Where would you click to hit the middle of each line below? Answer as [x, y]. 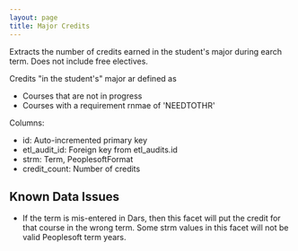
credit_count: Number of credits [81, 169]
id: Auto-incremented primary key [85, 140]
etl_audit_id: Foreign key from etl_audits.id [100, 150]
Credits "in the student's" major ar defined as [93, 78]
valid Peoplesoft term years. [74, 238]
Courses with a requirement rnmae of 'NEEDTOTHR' [118, 105]
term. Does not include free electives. [79, 61]
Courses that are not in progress [82, 96]
